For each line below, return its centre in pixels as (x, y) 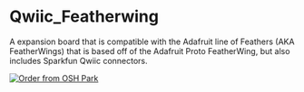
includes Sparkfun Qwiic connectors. (78, 60)
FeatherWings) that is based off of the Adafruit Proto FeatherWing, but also (150, 51)
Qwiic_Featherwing (84, 17)
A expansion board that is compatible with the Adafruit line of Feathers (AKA (152, 41)
